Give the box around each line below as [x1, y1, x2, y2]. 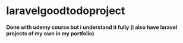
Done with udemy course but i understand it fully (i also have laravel [6, 24, 178, 31]
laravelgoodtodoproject [6, 4, 125, 18]
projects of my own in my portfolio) [6, 29, 94, 37]
